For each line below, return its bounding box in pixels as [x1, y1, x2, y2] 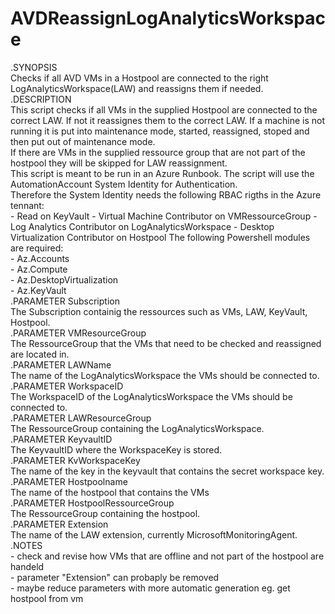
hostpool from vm [10, 592, 84, 604]
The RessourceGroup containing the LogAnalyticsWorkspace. [10, 422, 265, 434]
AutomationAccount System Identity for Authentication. [10, 178, 238, 190]
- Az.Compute [10, 263, 68, 275]
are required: [10, 242, 64, 254]
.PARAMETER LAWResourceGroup [10, 412, 152, 424]
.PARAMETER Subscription [10, 295, 120, 307]
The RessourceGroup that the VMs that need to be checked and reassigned [10, 337, 322, 349]
